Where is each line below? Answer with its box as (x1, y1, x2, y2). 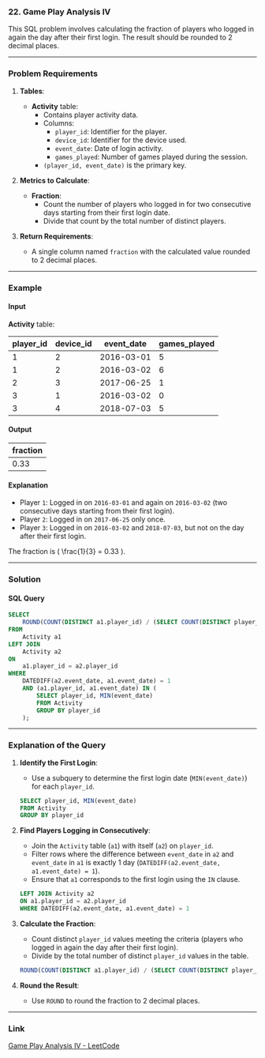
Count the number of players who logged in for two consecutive (43, 199, 252, 209)
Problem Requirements (8, 68, 99, 79)
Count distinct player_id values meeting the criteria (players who (31, 934, 244, 943)
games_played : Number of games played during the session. (54, 152, 248, 161)
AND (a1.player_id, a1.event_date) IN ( (22, 684, 157, 692)
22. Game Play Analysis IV (8, 6, 111, 17)
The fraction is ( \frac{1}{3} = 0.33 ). (8, 547, 126, 556)
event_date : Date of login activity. (54, 143, 163, 152)
